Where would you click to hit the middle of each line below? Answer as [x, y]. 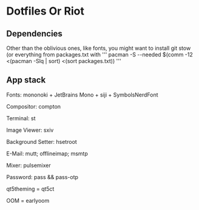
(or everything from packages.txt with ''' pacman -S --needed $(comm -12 [99, 55]
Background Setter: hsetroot [42, 141]
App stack [26, 80]
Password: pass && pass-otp [42, 177]
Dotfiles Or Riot [46, 11]
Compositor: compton [34, 106]
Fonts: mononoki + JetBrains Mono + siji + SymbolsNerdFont [83, 95]
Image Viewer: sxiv [30, 130]
